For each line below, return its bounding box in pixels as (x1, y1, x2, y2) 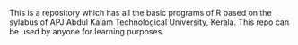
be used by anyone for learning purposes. (9, 26, 164, 36)
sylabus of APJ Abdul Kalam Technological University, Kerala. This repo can (9, 17, 290, 27)
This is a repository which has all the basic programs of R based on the (9, 8, 272, 18)
